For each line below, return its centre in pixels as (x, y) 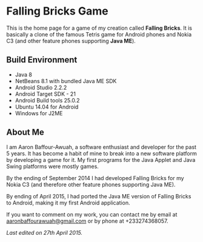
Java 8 (23, 75)
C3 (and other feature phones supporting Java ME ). (71, 41)
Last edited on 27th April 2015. (45, 232)
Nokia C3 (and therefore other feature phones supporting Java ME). (91, 184)
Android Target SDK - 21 (45, 94)
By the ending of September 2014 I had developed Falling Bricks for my (95, 178)
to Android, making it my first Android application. (68, 203)
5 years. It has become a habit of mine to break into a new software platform (101, 153)
